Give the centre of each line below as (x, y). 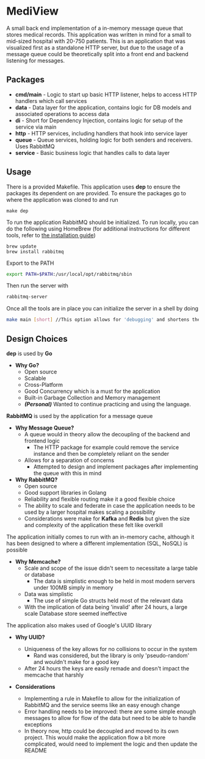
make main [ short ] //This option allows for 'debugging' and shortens (98, 320)
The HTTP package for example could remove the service (106, 447)
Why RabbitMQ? (36, 480)
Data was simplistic (49, 594)
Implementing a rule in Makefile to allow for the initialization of (102, 699)
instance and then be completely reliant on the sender (101, 454)
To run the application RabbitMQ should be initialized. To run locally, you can (103, 222)
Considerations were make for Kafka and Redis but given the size (107, 519)
